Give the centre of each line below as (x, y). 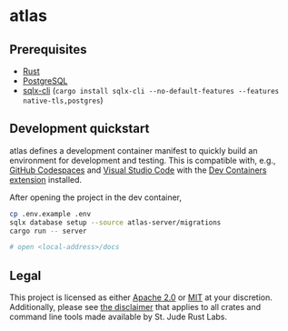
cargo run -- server (49, 231)
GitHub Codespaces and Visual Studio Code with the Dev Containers (138, 170)
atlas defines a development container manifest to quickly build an (134, 150)
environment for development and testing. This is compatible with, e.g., (143, 160)
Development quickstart (79, 129)
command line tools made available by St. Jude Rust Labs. (119, 317)
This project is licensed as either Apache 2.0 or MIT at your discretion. (141, 297)
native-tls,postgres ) (63, 100)
